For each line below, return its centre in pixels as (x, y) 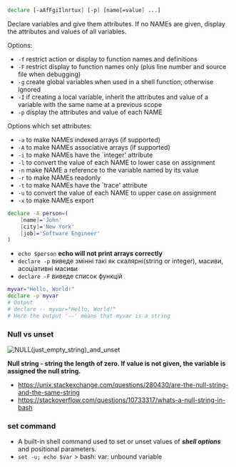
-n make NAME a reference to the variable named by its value (108, 170)
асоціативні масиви (48, 269)
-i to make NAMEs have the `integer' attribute (85, 155)
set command (32, 426)
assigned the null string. (44, 371)
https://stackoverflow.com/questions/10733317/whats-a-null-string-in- (122, 400)
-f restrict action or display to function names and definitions (107, 59)
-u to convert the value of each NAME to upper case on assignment (117, 193)
